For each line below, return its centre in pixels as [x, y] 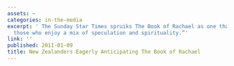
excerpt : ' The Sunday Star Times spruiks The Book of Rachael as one [112, 26]
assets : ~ [22, 13]
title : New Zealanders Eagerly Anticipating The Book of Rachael [104, 52]
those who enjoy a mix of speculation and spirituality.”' [101, 33]
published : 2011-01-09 [40, 45]
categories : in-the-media [45, 20]
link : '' [20, 39]
